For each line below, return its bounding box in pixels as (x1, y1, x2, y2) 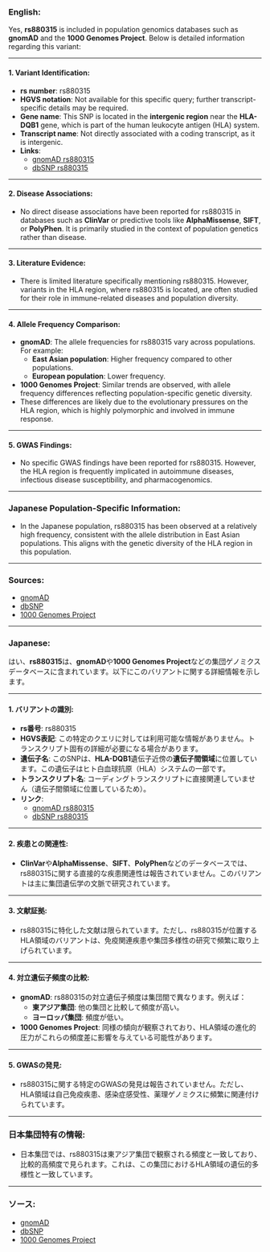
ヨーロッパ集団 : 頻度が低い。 (31, 1013, 129, 1023)
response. (19, 414, 54, 424)
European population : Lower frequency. (31, 371, 166, 381)
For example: (19, 345, 63, 356)
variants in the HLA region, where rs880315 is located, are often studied (19, 284, 259, 294)
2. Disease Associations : (8, 188, 93, 199)
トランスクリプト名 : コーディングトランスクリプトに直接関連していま (19, 774, 249, 783)
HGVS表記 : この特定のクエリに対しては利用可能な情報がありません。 (19, 733, 248, 743)
